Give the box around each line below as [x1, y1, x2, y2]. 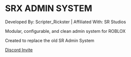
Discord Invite [5, 47, 33, 53]
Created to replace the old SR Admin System [5, 37, 94, 43]
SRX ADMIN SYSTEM [5, 3, 93, 14]
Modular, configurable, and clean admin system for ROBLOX [5, 28, 126, 34]
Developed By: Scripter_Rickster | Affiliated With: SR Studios [5, 19, 126, 25]
